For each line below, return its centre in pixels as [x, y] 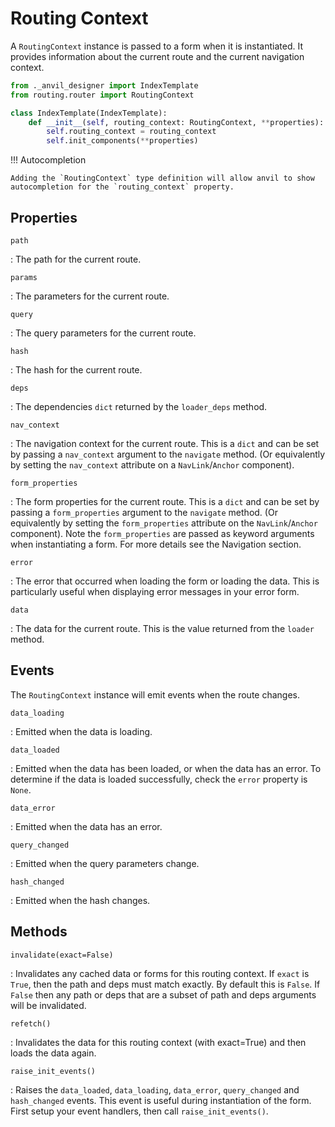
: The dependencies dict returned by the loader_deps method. [139, 406]
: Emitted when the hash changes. [80, 900]
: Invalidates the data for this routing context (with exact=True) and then [158, 1042]
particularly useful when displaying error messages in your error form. [155, 591]
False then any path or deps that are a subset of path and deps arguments [163, 994]
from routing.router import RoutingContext [102, 95]
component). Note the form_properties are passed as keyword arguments [162, 533]
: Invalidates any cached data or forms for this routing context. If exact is [160, 973]
